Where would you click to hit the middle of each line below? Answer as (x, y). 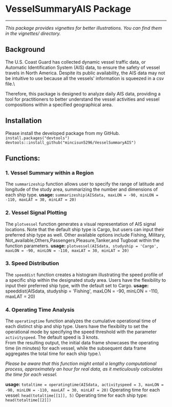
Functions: (23, 158)
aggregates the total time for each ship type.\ (53, 354)
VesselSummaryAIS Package (68, 9)
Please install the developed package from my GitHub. (63, 133)
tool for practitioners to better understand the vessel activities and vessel (82, 99)
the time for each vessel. (31, 375)
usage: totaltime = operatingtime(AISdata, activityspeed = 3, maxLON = (84, 384)
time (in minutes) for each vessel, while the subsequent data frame (76, 348)
